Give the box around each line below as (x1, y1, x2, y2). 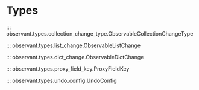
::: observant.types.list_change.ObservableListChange (6, 42, 141, 49)
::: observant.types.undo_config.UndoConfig (6, 77, 117, 84)
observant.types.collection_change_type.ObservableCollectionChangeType (6, 30, 194, 37)
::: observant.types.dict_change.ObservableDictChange (6, 53, 144, 60)
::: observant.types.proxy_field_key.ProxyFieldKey (6, 65, 130, 72)
